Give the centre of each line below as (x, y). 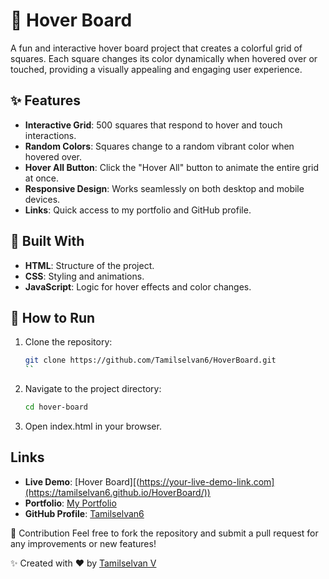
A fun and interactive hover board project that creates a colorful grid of (156, 48)
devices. (42, 199)
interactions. (50, 135)
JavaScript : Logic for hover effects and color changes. (138, 286)
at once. (42, 178)
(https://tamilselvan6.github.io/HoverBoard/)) (117, 492)
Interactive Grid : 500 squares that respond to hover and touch (153, 125)
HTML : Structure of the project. (89, 265)
